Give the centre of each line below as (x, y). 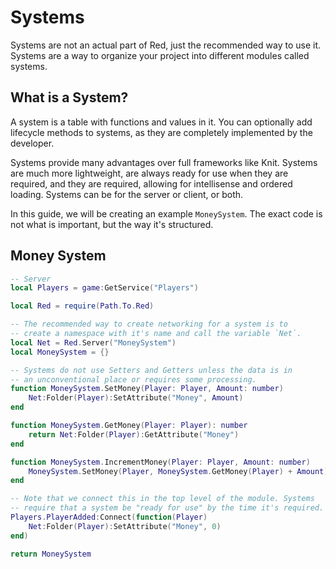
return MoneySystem (51, 554)
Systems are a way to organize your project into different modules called (160, 55)
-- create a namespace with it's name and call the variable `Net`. (156, 334)
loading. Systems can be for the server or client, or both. (127, 194)
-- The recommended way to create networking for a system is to (149, 324)
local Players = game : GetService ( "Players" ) (104, 288)
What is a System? (69, 97)
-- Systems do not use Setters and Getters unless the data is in (151, 370)
